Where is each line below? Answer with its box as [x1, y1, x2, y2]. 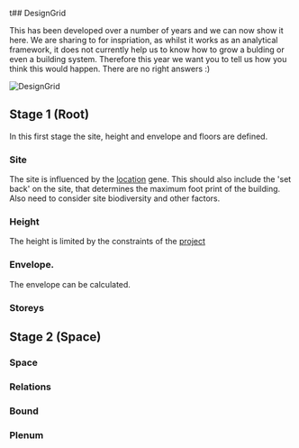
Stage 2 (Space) [9, 329, 102, 345]
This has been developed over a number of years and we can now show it [9, 25, 284, 35]
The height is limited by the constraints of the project [9, 236, 205, 247]
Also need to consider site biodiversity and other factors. [9, 193, 221, 204]
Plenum [9, 428, 44, 441]
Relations [9, 380, 52, 393]
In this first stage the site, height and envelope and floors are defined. [9, 131, 268, 142]
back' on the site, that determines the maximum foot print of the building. [9, 184, 281, 195]
